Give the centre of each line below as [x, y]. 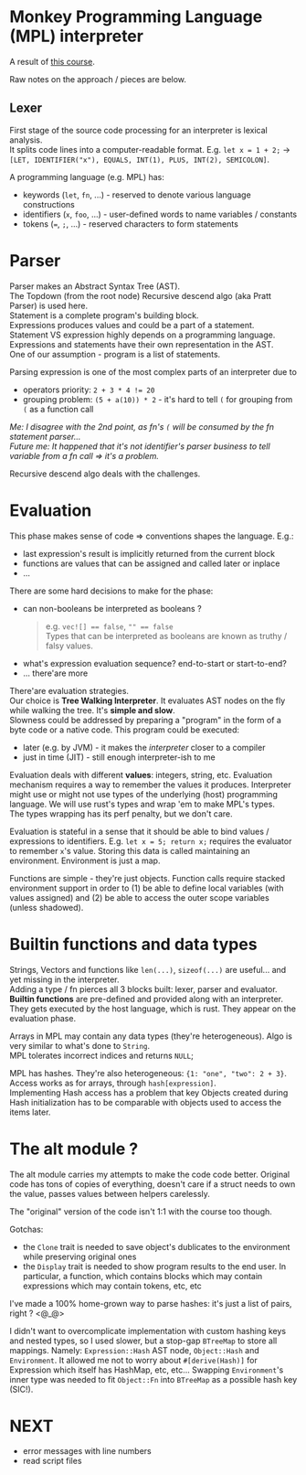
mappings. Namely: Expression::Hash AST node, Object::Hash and [134, 1350]
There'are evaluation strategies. [69, 690]
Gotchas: [26, 1229]
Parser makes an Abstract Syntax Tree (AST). [95, 286]
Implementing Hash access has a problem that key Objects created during [149, 1092]
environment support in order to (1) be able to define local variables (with [147, 888]
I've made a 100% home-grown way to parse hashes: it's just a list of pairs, [151, 1303]
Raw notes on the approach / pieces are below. [98, 79]
